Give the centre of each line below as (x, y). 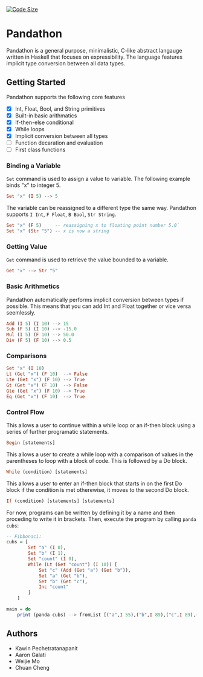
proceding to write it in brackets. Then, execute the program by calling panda (101, 519)
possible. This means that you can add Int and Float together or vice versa (99, 306)
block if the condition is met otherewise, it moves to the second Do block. (98, 489)
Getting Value (27, 247)
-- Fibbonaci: (24, 536)
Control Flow (25, 412)
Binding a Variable (34, 166)
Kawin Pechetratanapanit (46, 648)
